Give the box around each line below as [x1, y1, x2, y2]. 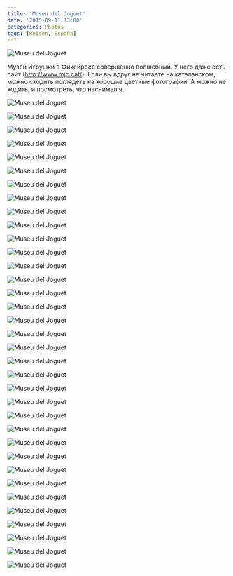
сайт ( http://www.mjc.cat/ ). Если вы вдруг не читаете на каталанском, [7, 70, 216, 79]
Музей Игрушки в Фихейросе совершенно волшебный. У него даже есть [7, 62, 226, 71]
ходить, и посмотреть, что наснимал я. [7, 85, 125, 93]
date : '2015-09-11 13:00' [7, 17, 83, 24]
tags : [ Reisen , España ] [7, 29, 77, 37]
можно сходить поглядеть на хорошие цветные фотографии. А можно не [7, 78, 226, 86]
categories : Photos [7, 23, 64, 30]
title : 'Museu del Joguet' [7, 10, 86, 18]
